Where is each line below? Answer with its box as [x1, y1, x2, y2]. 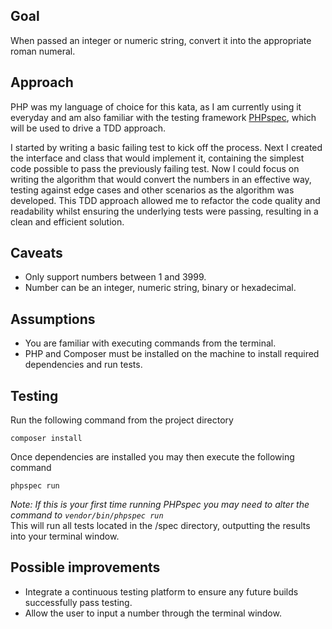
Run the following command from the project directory [10, 414, 234, 426]
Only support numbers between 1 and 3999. [24, 271, 207, 283]
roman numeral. [10, 45, 76, 57]
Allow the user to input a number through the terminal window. [24, 607, 282, 619]
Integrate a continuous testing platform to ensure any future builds [24, 585, 299, 598]
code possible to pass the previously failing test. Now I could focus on [10, 162, 300, 174]
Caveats [10, 245, 63, 262]
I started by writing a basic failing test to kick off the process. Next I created [10, 141, 323, 153]
